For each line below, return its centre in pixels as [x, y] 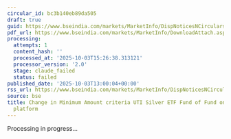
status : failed [35, 77]
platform [26, 109]
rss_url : [20, 90]
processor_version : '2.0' [51, 64]
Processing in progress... [42, 128]
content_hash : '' [38, 52]
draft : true [24, 20]
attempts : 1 [31, 45]
